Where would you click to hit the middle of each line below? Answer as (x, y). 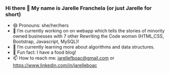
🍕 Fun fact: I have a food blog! (44, 52)
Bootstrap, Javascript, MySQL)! (46, 42)
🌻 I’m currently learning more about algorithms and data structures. (84, 47)
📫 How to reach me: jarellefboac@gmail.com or (63, 58)
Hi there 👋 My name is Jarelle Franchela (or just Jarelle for (79, 8)
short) (13, 14)
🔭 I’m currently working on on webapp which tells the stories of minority (89, 31)
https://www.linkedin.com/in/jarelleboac (55, 65)
